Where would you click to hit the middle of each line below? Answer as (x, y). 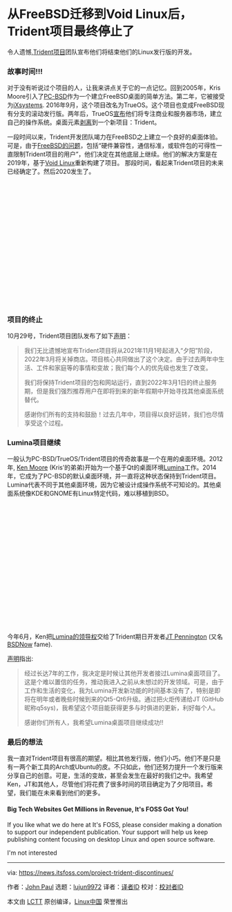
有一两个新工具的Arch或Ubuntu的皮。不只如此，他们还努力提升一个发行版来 (115, 767)
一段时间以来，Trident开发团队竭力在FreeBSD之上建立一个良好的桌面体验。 (115, 137)
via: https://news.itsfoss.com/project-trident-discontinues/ (90, 872)
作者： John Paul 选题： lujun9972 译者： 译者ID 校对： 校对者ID (96, 886)
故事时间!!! (25, 71)
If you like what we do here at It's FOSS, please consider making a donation (115, 824)
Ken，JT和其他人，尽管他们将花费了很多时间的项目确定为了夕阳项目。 (107, 784)
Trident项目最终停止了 (71, 31)
